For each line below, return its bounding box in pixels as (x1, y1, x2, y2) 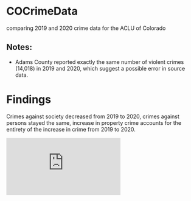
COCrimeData (6, 4, 78, 18)
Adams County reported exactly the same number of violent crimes (15, 58, 184, 65)
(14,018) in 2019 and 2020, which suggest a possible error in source (15, 65, 186, 72)
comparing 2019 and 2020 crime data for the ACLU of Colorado (6, 24, 166, 32)
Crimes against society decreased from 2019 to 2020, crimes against (6, 113, 179, 120)
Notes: (6, 42, 32, 52)
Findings (6, 93, 52, 106)
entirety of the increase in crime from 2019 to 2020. (6, 125, 136, 133)
